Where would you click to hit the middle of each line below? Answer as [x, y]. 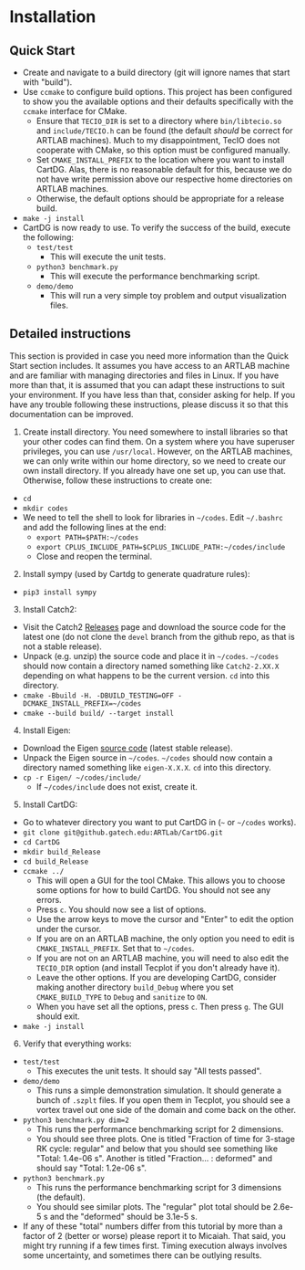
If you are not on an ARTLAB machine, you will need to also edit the [163, 958]
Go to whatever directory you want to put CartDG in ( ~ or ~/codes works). [159, 822]
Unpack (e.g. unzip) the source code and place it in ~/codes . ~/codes [151, 656]
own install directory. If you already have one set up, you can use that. [154, 470]
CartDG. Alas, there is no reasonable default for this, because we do [164, 169]
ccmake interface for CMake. [75, 111]
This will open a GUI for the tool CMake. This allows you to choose [161, 880]
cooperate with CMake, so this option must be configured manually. [163, 150]
